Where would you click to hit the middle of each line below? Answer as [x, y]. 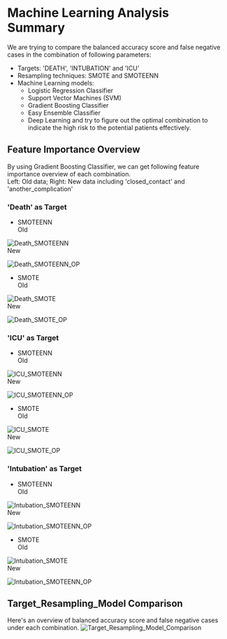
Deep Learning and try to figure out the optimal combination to [118, 120]
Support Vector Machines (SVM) [74, 98]
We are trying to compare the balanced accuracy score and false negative [114, 47]
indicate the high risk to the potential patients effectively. [109, 127]
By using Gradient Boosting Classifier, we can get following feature [103, 167]
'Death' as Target [37, 206]
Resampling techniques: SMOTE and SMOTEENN [88, 76]
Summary [36, 28]
